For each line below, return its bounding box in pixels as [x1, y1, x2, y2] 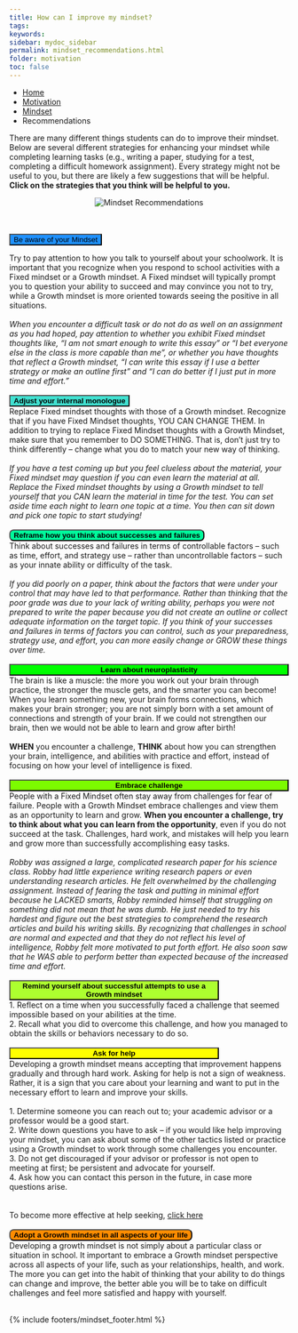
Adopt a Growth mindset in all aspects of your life [13, 1230, 188, 1240]
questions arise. [9, 1181, 68, 1192]
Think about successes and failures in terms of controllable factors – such [9, 540, 279, 551]
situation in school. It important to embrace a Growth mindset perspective [9, 1249, 278, 1260]
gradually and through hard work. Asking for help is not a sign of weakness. [9, 1068, 286, 1079]
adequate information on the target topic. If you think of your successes [9, 615, 273, 627]
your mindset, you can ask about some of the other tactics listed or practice [9, 1134, 286, 1144]
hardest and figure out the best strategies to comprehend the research [9, 913, 269, 924]
